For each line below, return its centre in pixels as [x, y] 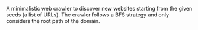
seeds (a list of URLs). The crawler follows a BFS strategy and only [88, 15]
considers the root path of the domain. [53, 21]
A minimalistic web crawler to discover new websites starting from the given [99, 9]
